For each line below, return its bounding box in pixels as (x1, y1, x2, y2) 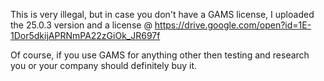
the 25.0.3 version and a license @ (10, 19, 153, 31)
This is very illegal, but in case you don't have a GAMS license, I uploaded (10, 9, 315, 20)
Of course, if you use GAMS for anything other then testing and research (10, 49, 310, 61)
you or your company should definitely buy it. (10, 60, 198, 71)
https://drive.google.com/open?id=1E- (154, 19, 312, 31)
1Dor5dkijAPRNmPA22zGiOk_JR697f (10, 30, 161, 41)
